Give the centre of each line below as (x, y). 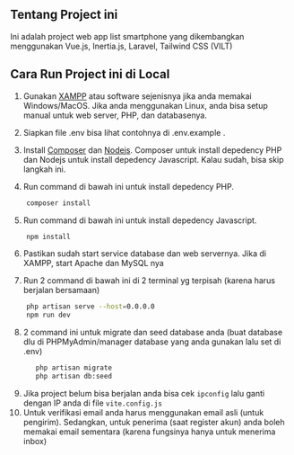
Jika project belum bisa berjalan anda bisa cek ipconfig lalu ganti (144, 393)
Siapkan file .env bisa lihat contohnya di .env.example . (124, 132)
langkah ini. (44, 169)
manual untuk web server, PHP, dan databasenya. (115, 115)
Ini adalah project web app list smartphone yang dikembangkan (127, 36)
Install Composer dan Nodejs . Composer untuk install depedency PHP (152, 150)
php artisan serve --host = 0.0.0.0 (91, 307)
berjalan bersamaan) (61, 290)
